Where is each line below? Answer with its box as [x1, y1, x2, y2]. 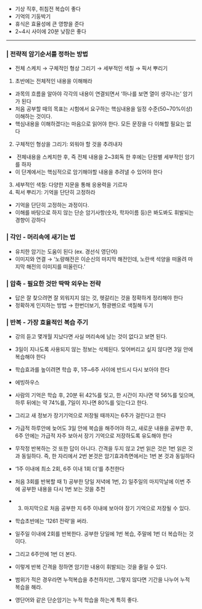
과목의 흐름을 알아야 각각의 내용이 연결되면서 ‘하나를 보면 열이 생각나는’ [14, 90, 182, 97]
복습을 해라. [14, 584, 43, 591]
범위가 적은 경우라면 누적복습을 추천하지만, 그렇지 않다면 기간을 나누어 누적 [14, 576, 191, 583]
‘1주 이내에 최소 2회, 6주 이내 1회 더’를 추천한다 [14, 465, 125, 473]
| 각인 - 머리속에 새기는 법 [6, 233, 76, 242]
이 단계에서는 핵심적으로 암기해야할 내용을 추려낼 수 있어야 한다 [14, 168, 163, 176]
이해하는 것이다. [14, 113, 52, 120]
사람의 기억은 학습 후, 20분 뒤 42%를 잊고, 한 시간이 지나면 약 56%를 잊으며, [14, 391, 195, 399]
